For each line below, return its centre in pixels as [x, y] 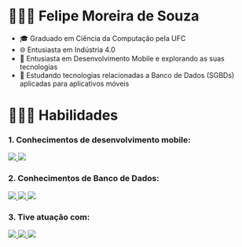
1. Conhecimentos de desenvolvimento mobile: [99, 140]
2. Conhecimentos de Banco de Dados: [84, 179]
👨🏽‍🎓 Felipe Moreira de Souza [104, 16]
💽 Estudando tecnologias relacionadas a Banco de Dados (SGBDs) [127, 75]
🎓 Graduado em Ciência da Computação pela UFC [103, 38]
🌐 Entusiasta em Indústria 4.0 [67, 50]
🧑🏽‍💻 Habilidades [63, 115]
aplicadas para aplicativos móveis [74, 83]
